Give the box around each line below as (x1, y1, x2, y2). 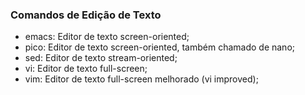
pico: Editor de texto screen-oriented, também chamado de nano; (24, 41, 296, 53)
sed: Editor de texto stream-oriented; (24, 52, 178, 64)
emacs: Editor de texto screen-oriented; (24, 31, 190, 43)
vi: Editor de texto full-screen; (24, 63, 148, 75)
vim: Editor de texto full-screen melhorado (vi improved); (24, 73, 259, 85)
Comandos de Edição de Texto (10, 8, 162, 22)
